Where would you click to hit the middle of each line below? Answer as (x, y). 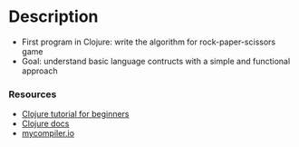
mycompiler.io (48, 133)
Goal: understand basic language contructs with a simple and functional (156, 61)
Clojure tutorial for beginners (75, 114)
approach (39, 71)
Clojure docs (45, 123)
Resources (33, 94)
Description (53, 17)
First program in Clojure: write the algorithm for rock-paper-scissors (149, 42)
